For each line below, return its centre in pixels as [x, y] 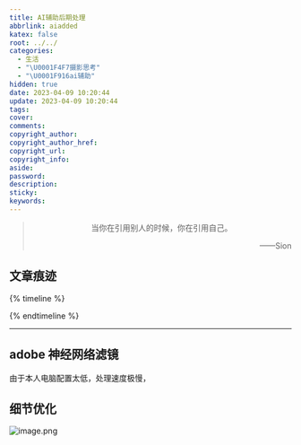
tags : [19, 109]
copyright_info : [39, 159]
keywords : [28, 201]
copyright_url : [38, 151]
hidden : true [34, 84]
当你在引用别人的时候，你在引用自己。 [162, 227]
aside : [21, 168]
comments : [28, 127]
